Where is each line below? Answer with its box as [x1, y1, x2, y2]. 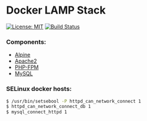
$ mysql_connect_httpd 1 [6, 109, 67, 115]
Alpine [14, 51, 31, 58]
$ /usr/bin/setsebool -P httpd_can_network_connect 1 [6, 98, 142, 104]
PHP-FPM [14, 64, 39, 71]
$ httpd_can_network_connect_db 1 [6, 104, 92, 110]
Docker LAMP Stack [6, 4, 106, 17]
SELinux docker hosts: [6, 85, 72, 93]
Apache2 [14, 57, 37, 65]
